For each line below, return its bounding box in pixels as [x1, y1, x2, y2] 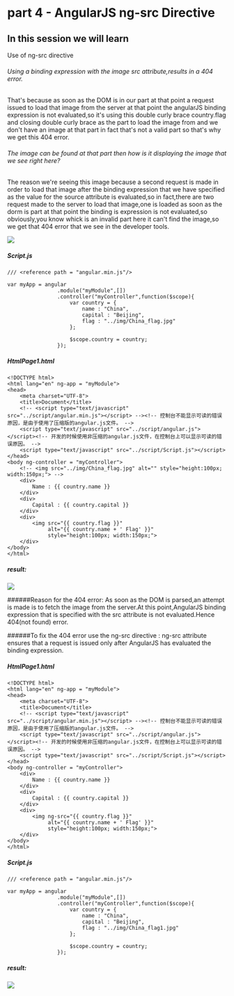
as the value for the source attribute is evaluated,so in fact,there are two [7, 193, 214, 201]
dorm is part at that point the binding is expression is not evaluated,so [7, 208, 208, 216]
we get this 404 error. [7, 133, 70, 141]
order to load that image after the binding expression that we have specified [7, 185, 225, 194]
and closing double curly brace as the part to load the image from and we [7, 118, 218, 127]
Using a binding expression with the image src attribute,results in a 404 [7, 67, 214, 75]
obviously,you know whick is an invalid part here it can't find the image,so [7, 215, 219, 224]
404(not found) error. [7, 618, 69, 627]
